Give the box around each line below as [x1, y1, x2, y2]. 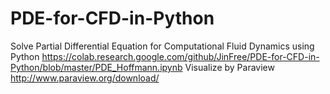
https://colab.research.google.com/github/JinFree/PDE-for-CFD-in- [41, 50, 320, 62]
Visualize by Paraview [184, 61, 275, 73]
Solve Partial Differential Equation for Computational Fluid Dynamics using [10, 40, 315, 52]
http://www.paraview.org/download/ [10, 72, 160, 84]
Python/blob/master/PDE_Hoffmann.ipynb [10, 61, 183, 73]
